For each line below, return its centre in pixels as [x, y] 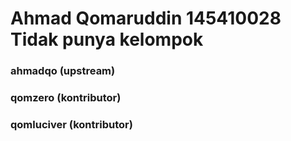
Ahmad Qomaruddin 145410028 [146, 18]
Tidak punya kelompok [107, 39]
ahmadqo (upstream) [63, 71]
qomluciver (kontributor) [71, 124]
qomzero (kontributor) [66, 98]
